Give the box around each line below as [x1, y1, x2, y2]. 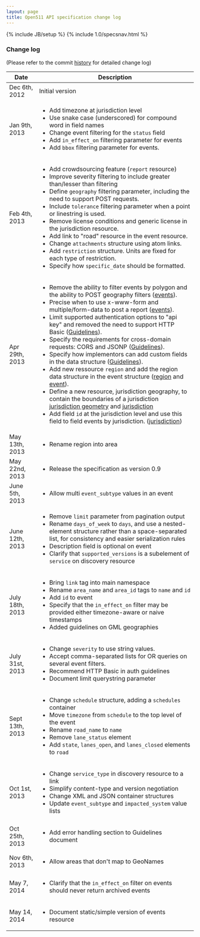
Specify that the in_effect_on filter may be [49, 600, 168, 609]
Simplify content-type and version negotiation [49, 784, 179, 792]
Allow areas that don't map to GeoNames [49, 857, 164, 866]
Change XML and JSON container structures [49, 792, 174, 800]
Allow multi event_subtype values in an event [49, 489, 174, 497]
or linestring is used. [49, 209, 106, 218]
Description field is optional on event [49, 542, 152, 550]
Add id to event [49, 593, 93, 601]
